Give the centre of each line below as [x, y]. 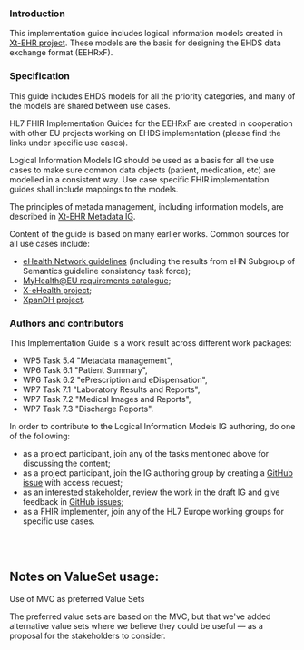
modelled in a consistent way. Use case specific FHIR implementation [139, 179]
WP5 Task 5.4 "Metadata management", [98, 360]
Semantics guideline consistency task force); [107, 271]
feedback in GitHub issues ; [73, 501]
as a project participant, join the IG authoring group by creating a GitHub [157, 473]
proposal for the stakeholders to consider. [88, 635]
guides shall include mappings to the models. [94, 189]
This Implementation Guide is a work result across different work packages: [151, 342]
